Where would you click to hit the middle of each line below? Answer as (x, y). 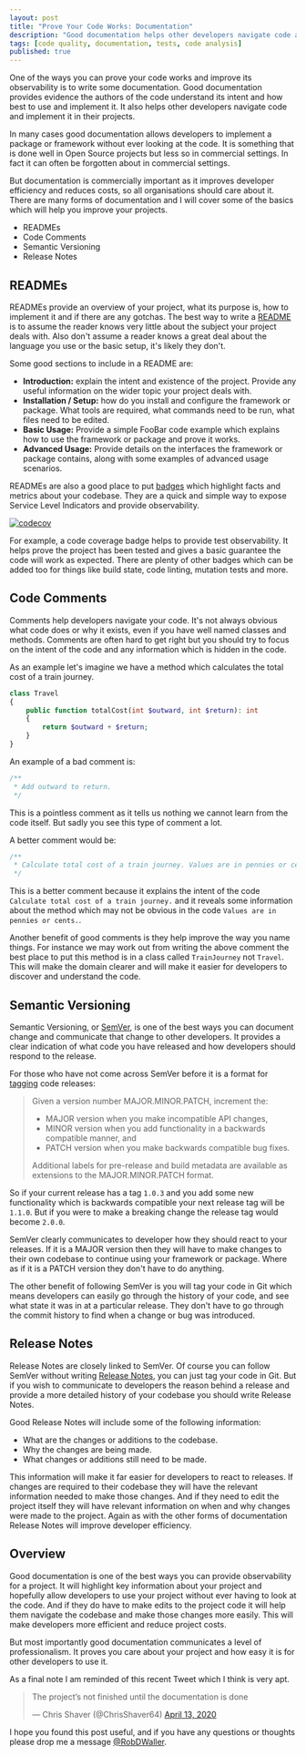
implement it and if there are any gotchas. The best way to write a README (150, 316)
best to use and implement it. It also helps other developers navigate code (148, 107)
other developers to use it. (59, 1661)
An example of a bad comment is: (72, 761)
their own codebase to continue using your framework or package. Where (148, 1258)
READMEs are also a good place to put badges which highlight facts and (145, 486)
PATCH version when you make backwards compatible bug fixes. (168, 1147)
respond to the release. (53, 1056)
